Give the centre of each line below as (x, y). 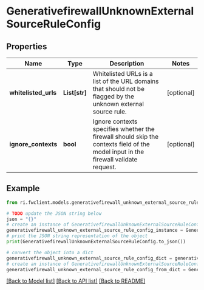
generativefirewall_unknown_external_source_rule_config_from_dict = (96, 269)
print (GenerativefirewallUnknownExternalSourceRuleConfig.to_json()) (96, 242)
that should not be (118, 89)
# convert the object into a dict (50, 252)
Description (127, 63)
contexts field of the (121, 144)
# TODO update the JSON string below (54, 214)
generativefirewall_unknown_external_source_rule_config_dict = (89, 258)
